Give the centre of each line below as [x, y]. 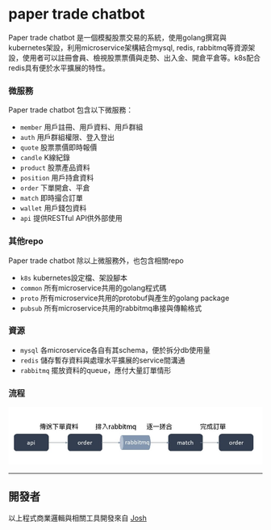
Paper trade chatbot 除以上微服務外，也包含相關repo [96, 261]
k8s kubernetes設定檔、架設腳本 [73, 278]
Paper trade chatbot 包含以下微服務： [71, 110]
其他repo [26, 241]
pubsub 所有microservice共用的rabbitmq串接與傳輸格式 [111, 307]
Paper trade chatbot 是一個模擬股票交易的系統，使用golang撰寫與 [118, 37]
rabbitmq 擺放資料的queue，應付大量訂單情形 [96, 370]
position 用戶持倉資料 [57, 178]
